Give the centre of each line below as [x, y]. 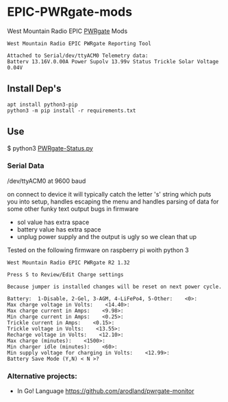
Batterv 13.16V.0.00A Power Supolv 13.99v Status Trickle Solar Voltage [113, 62]
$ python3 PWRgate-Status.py [50, 148]
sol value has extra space [53, 222]
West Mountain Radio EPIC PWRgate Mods [67, 31]
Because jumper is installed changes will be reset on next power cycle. [115, 287]
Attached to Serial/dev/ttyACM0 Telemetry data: [78, 56]
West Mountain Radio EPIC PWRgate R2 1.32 [68, 263]
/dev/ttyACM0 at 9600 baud [47, 181]
